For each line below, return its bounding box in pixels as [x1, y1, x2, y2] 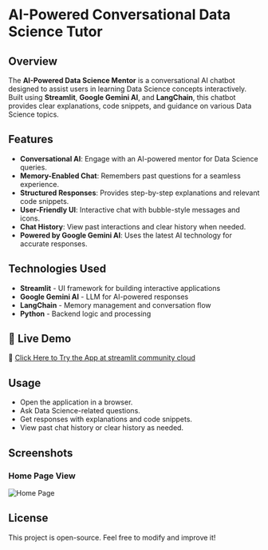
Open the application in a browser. [19, 397, 133, 407]
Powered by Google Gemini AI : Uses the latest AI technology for [19, 230, 233, 240]
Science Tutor [8, 22, 103, 41]
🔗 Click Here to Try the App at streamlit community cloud [8, 353, 195, 363]
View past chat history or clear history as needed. [19, 423, 184, 432]
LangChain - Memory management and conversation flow [19, 300, 211, 309]
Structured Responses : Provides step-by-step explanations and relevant [19, 188, 260, 197]
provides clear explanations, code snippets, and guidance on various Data [8, 102, 252, 110]
